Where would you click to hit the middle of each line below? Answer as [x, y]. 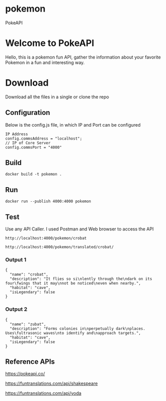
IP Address [17, 134]
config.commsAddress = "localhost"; [44, 138]
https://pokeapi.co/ [25, 374]
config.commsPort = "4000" [34, 147]
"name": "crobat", [29, 275]
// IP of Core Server [28, 143]
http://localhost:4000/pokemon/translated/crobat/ [60, 247]
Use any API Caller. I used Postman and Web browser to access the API [79, 229]
